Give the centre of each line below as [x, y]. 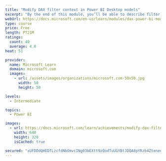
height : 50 [29, 87]
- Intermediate [25, 101]
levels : [13, 96]
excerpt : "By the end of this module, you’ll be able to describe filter [83, 14]
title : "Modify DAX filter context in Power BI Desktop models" [73, 10]
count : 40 [20, 42]
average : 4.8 [23, 46]
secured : [14, 151]
